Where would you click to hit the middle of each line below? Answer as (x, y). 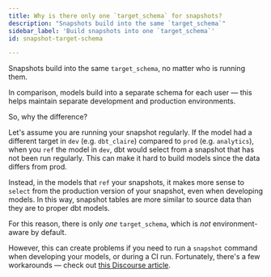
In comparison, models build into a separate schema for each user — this (130, 93)
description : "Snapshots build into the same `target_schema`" (117, 23)
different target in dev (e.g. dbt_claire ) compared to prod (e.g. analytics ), (131, 141)
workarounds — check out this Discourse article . (90, 265)
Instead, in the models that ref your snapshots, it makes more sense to (127, 183)
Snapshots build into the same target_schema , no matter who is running (127, 69)
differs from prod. (38, 167)
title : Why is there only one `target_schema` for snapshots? (115, 16)
